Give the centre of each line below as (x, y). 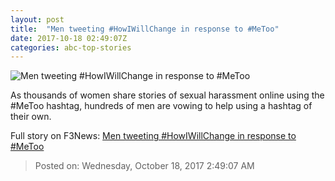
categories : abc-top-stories (71, 47)
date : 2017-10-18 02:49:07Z (69, 38)
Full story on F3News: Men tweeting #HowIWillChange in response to (153, 136)
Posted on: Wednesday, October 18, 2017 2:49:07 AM (144, 166)
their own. (31, 117)
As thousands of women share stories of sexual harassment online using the (167, 95)
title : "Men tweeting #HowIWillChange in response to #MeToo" (145, 29)
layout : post (37, 19)
